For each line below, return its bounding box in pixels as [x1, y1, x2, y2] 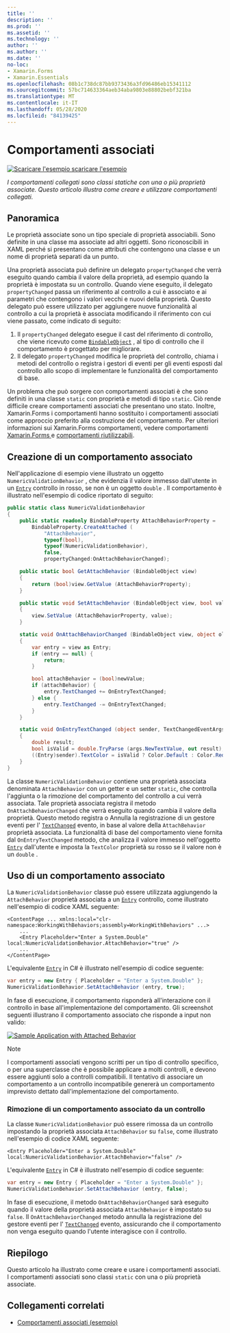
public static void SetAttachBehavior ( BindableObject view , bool [19, 599, 213, 607]
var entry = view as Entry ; [31, 644, 112, 651]
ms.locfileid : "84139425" [7, 112, 81, 119]
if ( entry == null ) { [31, 650, 94, 657]
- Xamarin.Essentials [7, 74, 69, 81]
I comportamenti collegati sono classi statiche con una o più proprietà [7, 178, 205, 186]
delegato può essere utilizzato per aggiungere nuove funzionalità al [7, 302, 197, 311]
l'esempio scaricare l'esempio [42, 164, 127, 172]
